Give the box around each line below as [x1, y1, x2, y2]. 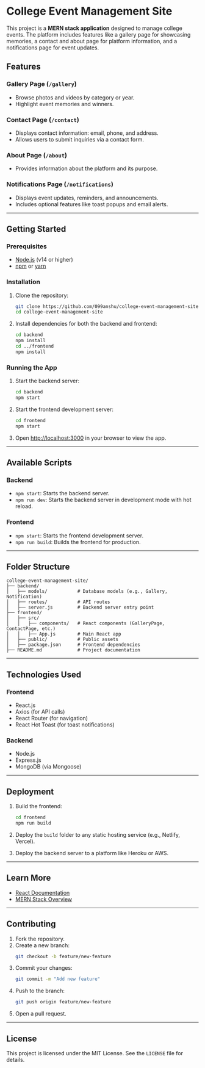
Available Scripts [6, 457, 72, 468]
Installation [6, 278, 41, 286]
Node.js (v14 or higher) [15, 256, 73, 263]
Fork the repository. [15, 935, 65, 942]
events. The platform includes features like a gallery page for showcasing [6, 30, 191, 38]
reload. [15, 503, 34, 510]
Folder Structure [6, 561, 70, 572]
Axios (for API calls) [15, 708, 65, 715]
